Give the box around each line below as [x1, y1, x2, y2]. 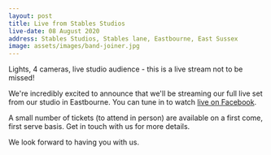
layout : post [8, 11, 53, 20]
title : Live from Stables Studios [8, 19, 126, 28]
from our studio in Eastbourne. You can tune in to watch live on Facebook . [8, 97, 257, 107]
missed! [8, 73, 35, 83]
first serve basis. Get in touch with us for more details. [8, 122, 190, 131]
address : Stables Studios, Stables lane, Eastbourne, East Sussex [8, 34, 238, 43]
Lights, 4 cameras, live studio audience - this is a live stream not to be [8, 64, 243, 74]
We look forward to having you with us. [8, 137, 140, 147]
